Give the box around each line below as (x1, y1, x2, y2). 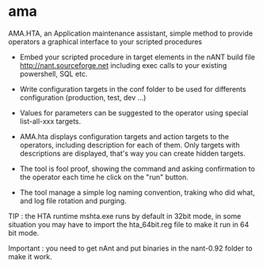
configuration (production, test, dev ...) (19, 92, 147, 102)
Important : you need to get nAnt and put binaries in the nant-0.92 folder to (8, 243, 253, 253)
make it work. (8, 251, 53, 261)
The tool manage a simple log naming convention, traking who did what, (19, 187, 255, 197)
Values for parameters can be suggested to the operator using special (19, 108, 249, 117)
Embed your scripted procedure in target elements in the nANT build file (19, 52, 256, 62)
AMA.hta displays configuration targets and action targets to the (19, 131, 230, 141)
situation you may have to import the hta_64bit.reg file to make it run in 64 (8, 220, 250, 229)
